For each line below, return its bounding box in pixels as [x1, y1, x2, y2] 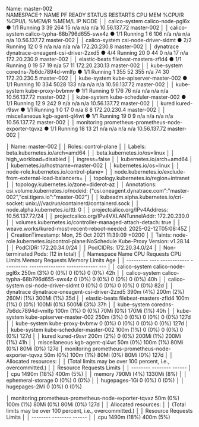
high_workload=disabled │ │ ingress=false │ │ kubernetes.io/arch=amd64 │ [6, 156, 193, 162]
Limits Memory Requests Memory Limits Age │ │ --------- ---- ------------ [6, 257, 189, 263]
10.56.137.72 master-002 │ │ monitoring [6, 119, 103, 125]
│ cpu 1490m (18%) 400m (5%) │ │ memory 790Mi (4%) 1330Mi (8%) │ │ [6, 371, 188, 377]
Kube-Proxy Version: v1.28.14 [118, 238, 190, 244]
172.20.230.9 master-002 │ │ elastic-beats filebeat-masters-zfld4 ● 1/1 [6, 56, 182, 62]
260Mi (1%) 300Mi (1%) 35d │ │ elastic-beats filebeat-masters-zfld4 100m [6, 294, 189, 302]
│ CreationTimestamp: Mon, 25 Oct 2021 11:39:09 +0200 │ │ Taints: [6, 231, 172, 238]
